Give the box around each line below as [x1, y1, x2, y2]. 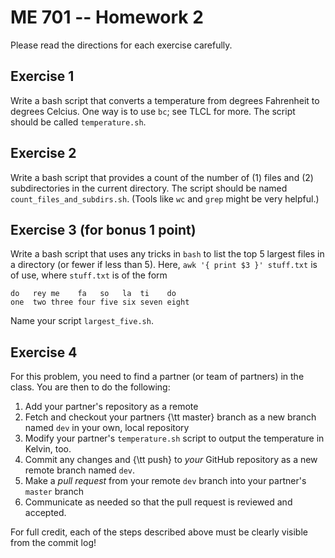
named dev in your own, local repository [24, 422, 190, 434]
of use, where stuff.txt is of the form [10, 269, 168, 281]
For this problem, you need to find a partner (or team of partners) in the [10, 371, 305, 383]
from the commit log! [10, 537, 97, 549]
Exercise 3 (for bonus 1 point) [10, 221, 197, 238]
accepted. [24, 507, 67, 519]
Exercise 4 [10, 344, 78, 361]
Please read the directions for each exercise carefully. [10, 39, 233, 51]
